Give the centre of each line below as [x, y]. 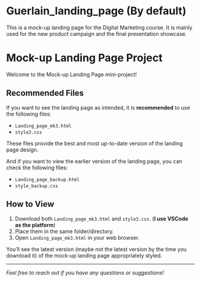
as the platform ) [35, 225]
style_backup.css [36, 186]
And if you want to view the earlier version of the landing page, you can [94, 161]
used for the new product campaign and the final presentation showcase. [97, 33]
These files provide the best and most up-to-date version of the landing [95, 143]
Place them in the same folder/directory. [64, 231]
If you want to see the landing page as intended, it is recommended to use [98, 107]
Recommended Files [45, 93]
